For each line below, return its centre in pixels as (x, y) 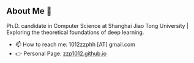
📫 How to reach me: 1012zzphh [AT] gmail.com (75, 44)
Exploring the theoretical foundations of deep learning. (75, 32)
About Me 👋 (29, 11)
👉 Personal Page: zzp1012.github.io (61, 53)
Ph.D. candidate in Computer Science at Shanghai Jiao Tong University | (97, 25)
